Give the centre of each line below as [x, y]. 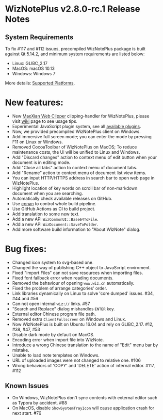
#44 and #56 [25, 298]
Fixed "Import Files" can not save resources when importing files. [77, 273]
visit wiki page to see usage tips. [45, 121]
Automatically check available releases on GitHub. [62, 198]
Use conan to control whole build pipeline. [54, 203]
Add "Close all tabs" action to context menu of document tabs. [75, 167]
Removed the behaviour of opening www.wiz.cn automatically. [73, 283]
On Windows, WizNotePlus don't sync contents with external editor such [85, 397]
